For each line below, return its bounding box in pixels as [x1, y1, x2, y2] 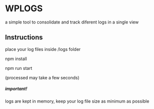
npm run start [5, 65, 33, 71]
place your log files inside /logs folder [5, 46, 81, 52]
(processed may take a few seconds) [5, 74, 79, 81]
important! [5, 86, 28, 92]
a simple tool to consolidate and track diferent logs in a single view [5, 19, 139, 25]
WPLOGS [5, 3, 43, 14]
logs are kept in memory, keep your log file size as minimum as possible [5, 98, 150, 104]
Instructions [5, 33, 43, 42]
